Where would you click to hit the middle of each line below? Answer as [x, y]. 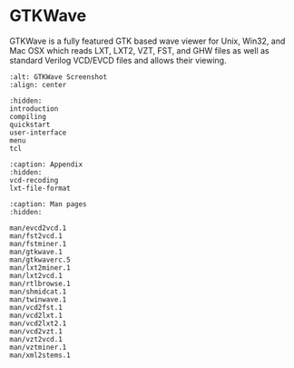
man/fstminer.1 [38, 244]
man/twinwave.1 [38, 299]
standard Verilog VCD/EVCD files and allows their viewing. [118, 60]
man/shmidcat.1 [38, 292]
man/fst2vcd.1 [36, 236]
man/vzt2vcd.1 [36, 339]
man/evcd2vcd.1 [38, 228]
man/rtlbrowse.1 [40, 283]
